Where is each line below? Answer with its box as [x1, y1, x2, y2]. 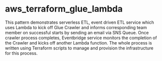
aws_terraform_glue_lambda [5, 3, 123, 15]
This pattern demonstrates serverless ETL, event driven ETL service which [5, 19, 154, 25]
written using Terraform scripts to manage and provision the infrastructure [5, 45, 154, 51]
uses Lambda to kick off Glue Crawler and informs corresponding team [5, 24, 147, 30]
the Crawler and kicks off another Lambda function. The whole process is [5, 40, 152, 46]
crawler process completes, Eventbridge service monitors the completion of [5, 35, 157, 41]
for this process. [5, 50, 38, 56]
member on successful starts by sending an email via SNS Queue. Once [5, 30, 149, 35]
